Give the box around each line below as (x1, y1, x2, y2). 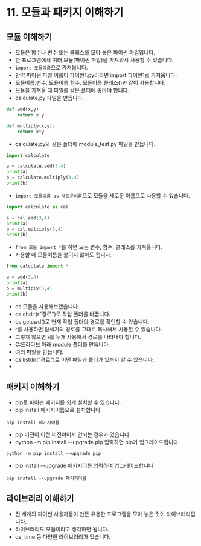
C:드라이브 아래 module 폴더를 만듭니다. (14, 341, 110, 348)
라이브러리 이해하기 (6, 493, 74, 504)
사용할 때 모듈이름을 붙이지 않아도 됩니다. (14, 251, 112, 258)
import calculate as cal (6, 204, 69, 210)
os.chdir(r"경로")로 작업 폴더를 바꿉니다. (14, 310, 111, 318)
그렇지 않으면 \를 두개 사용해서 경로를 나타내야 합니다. (14, 333, 141, 340)
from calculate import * (6, 263, 69, 270)
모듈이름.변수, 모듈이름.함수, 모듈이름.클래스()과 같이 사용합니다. (14, 79, 166, 86)
